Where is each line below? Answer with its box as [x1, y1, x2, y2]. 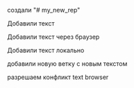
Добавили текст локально [7, 46, 85, 54]
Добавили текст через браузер [7, 33, 100, 41]
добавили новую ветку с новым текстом [7, 60, 128, 68]
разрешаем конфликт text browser [7, 73, 109, 81]
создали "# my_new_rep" [7, 6, 81, 14]
